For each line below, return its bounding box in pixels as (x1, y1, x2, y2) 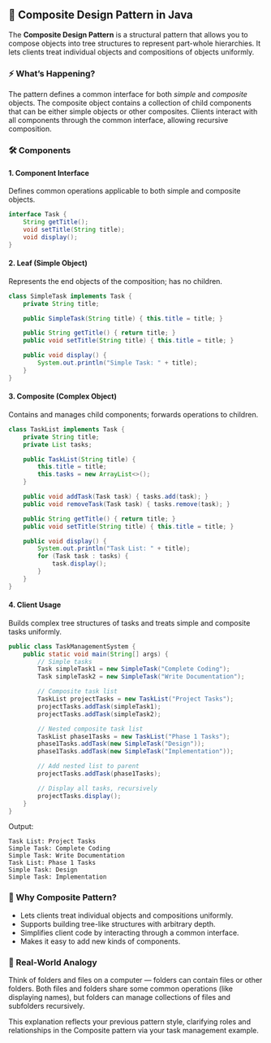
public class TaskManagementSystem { (8, 642, 136, 651)
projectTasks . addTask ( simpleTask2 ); (37, 709, 161, 718)
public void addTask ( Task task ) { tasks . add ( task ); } (23, 493, 209, 501)
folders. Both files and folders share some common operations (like (8, 984, 234, 993)
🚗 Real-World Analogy (8, 957, 97, 968)
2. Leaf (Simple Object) (8, 258, 88, 268)
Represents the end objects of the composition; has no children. (8, 276, 223, 286)
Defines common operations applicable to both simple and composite (8, 186, 241, 196)
